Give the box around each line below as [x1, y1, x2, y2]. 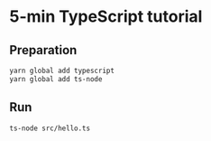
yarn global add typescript [9, 66, 115, 75]
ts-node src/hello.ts [9, 124, 91, 133]
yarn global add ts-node [9, 74, 103, 83]
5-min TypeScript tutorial [9, 6, 203, 27]
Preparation [9, 42, 78, 58]
